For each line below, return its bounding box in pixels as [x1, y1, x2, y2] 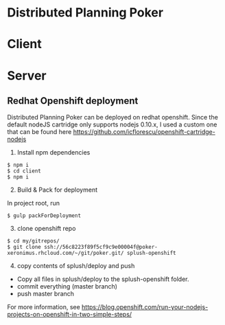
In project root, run [7, 199, 60, 208]
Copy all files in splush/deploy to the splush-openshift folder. [16, 275, 189, 283]
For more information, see [7, 303, 80, 311]
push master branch [16, 290, 74, 298]
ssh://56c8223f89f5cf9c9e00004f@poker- [43, 244, 158, 251]
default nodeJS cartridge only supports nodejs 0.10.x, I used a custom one [7, 120, 217, 128]
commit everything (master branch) [16, 282, 118, 291]
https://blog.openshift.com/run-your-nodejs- [81, 303, 209, 311]
